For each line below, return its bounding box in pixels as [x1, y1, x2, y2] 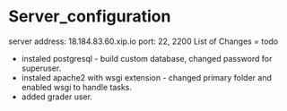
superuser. [21, 63, 62, 73]
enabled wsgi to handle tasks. [21, 81, 132, 92]
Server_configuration [8, 6, 171, 27]
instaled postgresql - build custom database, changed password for [21, 53, 273, 64]
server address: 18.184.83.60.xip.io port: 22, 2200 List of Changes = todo [8, 36, 279, 47]
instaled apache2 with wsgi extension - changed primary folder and [21, 72, 273, 82]
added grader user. [21, 91, 93, 102]
